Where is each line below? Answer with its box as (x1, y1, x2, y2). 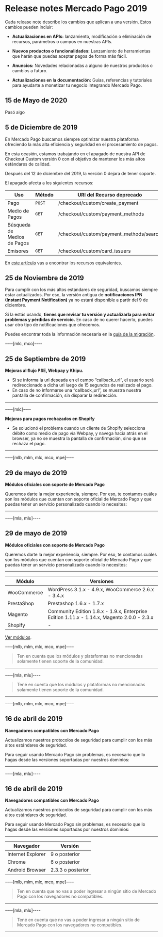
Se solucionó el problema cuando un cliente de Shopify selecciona (12, 425, 146, 431)
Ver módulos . (5, 634, 32, 640)
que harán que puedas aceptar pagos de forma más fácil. (12, 53, 127, 59)
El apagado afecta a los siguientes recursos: (5, 180, 94, 186)
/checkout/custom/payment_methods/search (58, 230, 162, 237)
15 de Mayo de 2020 (5, 97, 67, 105)
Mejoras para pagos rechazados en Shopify (5, 416, 95, 422)
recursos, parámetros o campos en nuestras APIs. (12, 38, 113, 44)
